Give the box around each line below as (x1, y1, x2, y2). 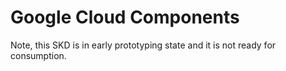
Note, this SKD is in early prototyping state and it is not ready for (10, 39, 277, 51)
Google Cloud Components (10, 6, 240, 29)
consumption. (10, 49, 67, 61)
